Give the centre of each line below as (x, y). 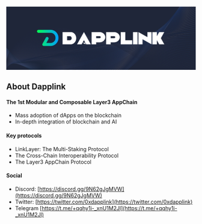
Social (14, 176)
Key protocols (24, 135)
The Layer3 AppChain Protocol (53, 162)
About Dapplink (36, 87)
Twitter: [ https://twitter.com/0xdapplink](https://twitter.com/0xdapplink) (104, 202)
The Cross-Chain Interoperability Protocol (67, 155)
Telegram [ (28, 208)
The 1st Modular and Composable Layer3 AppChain (72, 102)
